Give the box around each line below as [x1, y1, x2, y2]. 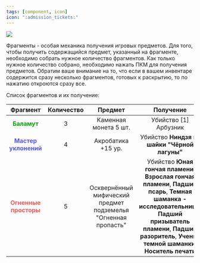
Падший [157, 209, 183, 218]
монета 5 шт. [92, 123, 130, 131]
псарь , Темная [148, 187, 192, 196]
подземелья [93, 206, 129, 214]
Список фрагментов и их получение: [6, 91, 100, 98]
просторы [11, 206, 40, 214]
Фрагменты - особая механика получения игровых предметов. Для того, [6, 42, 193, 49]
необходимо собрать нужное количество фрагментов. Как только [6, 54, 176, 61]
